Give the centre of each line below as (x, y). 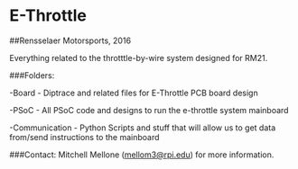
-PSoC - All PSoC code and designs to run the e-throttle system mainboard (149, 110)
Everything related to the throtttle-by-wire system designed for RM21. (139, 58)
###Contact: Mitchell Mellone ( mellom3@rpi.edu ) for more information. (142, 155)
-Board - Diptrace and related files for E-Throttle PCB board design (134, 93)
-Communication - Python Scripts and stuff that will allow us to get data (143, 128)
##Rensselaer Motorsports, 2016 (70, 40)
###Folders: (32, 75)
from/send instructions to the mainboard (84, 137)
